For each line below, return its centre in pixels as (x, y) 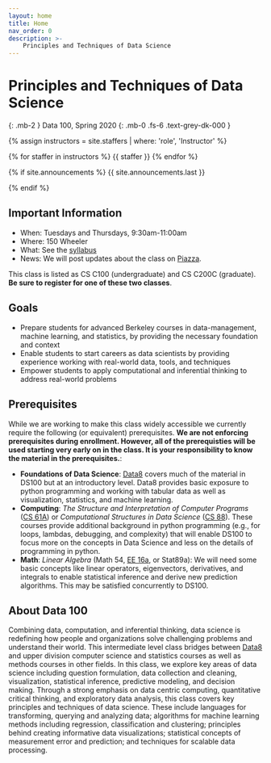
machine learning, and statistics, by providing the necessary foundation (139, 336)
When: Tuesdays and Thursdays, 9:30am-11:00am (103, 233)
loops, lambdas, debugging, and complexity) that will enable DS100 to (136, 534)
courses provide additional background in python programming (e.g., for (140, 525)
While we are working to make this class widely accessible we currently (127, 424)
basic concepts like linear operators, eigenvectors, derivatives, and (131, 568)
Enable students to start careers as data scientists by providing (125, 353)
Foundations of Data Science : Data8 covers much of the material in (133, 474)
